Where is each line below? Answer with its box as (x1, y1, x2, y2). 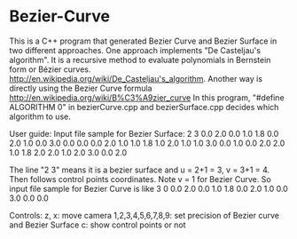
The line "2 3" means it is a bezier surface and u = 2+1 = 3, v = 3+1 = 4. (9, 164, 270, 175)
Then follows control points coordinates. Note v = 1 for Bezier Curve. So (9, 173, 272, 184)
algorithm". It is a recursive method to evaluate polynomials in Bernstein (9, 54, 271, 65)
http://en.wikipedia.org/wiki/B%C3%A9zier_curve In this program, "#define (9, 92, 285, 103)
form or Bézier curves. (9, 64, 91, 75)
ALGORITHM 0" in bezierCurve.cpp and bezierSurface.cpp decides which (9, 101, 279, 112)
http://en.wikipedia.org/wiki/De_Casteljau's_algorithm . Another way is (9, 73, 263, 84)
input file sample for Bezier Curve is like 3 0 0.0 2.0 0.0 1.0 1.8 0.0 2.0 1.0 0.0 (9, 183, 288, 194)
